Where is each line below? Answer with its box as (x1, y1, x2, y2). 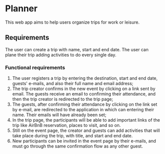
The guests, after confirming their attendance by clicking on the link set (12, 101, 158, 107)
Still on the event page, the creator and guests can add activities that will (12, 127, 160, 133)
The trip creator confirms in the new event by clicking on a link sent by (12, 86, 156, 92)
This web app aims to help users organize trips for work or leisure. (5, 19, 140, 25)
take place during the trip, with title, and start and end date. (12, 133, 133, 139)
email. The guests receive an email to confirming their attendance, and (12, 91, 156, 97)
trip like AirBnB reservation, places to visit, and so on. (12, 123, 121, 128)
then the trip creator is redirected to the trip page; (12, 96, 113, 102)
